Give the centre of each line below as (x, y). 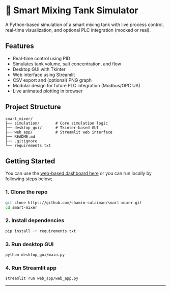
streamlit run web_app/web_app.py (42, 278)
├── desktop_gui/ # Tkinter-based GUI (52, 128)
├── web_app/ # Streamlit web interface (59, 132)
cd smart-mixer (21, 207)
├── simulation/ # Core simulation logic (57, 123)
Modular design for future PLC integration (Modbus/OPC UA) (77, 85)
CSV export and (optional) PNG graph (52, 80)
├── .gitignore (21, 141)
